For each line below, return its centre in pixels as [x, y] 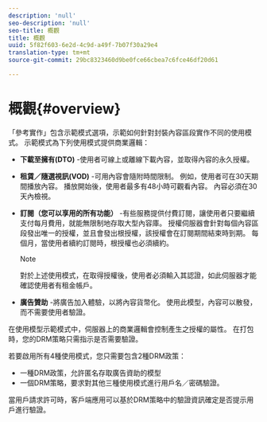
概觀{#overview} [65, 109]
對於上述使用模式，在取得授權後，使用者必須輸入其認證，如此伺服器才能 [138, 275]
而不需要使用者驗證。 [54, 312]
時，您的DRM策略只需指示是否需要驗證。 [75, 338]
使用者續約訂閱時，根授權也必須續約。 [110, 243]
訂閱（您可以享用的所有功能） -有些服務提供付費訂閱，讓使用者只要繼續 [137, 213]
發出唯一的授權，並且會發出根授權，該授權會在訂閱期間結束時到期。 [138, 232]
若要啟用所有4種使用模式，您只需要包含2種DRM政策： [97, 356]
